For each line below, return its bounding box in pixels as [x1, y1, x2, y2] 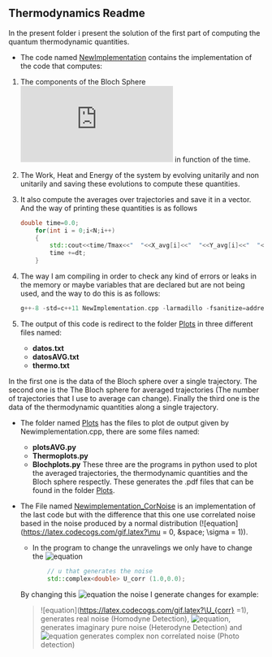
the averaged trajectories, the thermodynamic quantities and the [32, 468, 248, 478]
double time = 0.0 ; [19, 218, 80, 227]
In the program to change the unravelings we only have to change [32, 542, 253, 552]
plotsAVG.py [32, 442, 77, 452]
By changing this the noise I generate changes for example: [19, 589, 259, 599]
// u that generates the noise [47, 567, 153, 575]
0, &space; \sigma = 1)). [169, 527, 248, 537]
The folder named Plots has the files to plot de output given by [19, 417, 230, 427]
